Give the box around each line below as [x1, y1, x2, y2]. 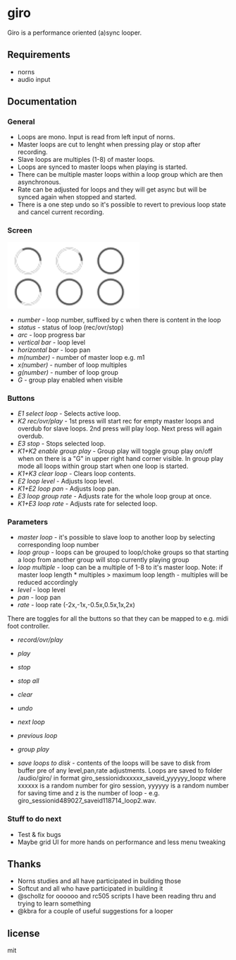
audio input [17, 75, 51, 83]
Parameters [7, 517, 48, 527]
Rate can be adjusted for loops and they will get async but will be [17, 185, 207, 194]
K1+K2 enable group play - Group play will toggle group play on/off [17, 447, 213, 455]
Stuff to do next [7, 814, 62, 824]
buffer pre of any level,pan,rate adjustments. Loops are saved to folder [17, 766, 223, 775]
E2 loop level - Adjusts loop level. [17, 477, 115, 486]
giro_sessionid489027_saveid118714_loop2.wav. [17, 797, 156, 805]
